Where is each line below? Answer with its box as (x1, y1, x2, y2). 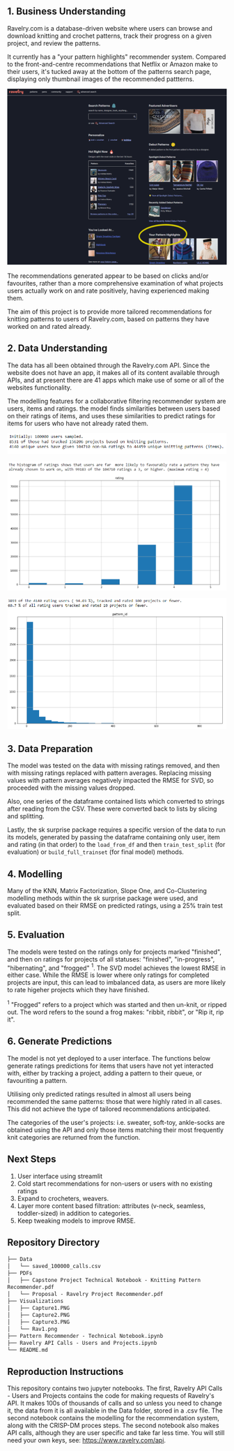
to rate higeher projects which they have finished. (7, 986, 150, 994)
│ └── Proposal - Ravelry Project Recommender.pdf (7, 1291, 164, 1298)
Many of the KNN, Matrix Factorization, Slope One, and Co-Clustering (7, 886, 208, 894)
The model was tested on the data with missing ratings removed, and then (7, 761, 220, 770)
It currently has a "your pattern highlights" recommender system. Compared (7, 52, 226, 61)
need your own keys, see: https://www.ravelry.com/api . (7, 1436, 166, 1445)
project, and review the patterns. (7, 38, 101, 47)
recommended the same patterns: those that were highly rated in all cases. (7, 1097, 222, 1105)
